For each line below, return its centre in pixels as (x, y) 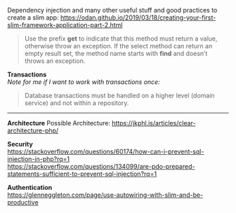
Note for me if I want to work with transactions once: (84, 82)
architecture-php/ (33, 130)
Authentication (30, 187)
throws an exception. (55, 61)
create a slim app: (33, 18)
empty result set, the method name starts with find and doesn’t (116, 53)
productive (23, 202)
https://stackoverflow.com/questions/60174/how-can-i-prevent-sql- (106, 151)
